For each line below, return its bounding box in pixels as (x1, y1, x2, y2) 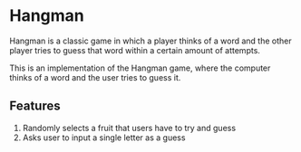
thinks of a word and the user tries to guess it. (9, 71, 181, 82)
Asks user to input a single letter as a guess (22, 132, 186, 143)
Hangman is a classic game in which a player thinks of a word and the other (9, 35, 292, 46)
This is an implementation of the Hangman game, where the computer (9, 62, 271, 73)
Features (9, 99, 61, 114)
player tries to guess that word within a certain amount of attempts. (9, 44, 261, 55)
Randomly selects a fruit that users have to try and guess (22, 122, 237, 133)
